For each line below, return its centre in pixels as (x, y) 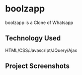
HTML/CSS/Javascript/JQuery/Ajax (41, 50)
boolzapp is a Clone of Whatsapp (39, 22)
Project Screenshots (37, 66)
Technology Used (33, 38)
